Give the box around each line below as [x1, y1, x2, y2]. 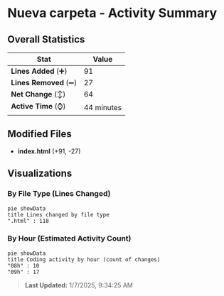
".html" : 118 [7, 217, 50, 224]
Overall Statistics [7, 33, 85, 45]
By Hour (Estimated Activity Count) [7, 234, 132, 243]
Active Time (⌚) [11, 102, 66, 111]
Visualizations [7, 168, 73, 180]
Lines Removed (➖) [11, 78, 77, 87]
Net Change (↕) [11, 89, 66, 99]
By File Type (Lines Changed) [7, 189, 111, 199]
